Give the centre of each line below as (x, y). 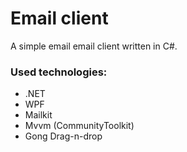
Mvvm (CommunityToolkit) (79, 126)
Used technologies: (59, 72)
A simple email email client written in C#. (94, 46)
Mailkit (38, 115)
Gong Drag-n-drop (63, 136)
